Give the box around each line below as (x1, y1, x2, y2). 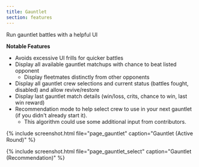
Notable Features (6, 43, 51, 50)
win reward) (14, 99, 45, 106)
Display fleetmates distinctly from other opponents (23, 73, 150, 80)
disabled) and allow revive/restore (14, 86, 100, 93)
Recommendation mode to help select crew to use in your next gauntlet (14, 105, 192, 112)
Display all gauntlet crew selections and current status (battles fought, (14, 79, 189, 87)
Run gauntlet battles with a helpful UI (6, 31, 98, 38)
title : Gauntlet (6, 8, 47, 15)
